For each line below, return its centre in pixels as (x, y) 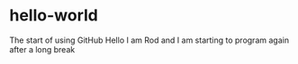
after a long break (42, 49)
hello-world (54, 16)
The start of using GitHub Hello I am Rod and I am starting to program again (149, 40)
